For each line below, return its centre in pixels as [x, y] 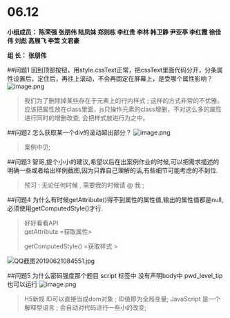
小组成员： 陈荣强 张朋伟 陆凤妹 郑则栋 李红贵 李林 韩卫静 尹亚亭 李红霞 [107, 32]
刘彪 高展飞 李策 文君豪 [47, 40]
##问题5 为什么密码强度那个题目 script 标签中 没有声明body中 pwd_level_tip [115, 275]
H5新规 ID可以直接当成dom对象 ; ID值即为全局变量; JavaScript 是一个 [122, 299]
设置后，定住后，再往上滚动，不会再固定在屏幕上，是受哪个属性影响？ [113, 78]
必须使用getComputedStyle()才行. [55, 208]
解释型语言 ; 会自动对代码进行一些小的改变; [85, 307]
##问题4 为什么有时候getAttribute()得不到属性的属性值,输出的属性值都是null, [115, 199]
